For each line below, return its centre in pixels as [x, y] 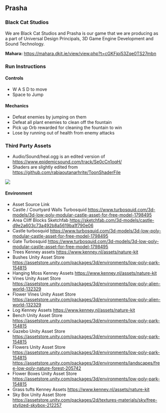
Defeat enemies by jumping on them [49, 117]
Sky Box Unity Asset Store [39, 395]
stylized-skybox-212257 [37, 405]
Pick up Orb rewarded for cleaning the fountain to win [67, 128]
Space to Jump [28, 95]
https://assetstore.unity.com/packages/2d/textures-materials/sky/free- [85, 400]
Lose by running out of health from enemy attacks [63, 133]
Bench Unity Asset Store [37, 315]
